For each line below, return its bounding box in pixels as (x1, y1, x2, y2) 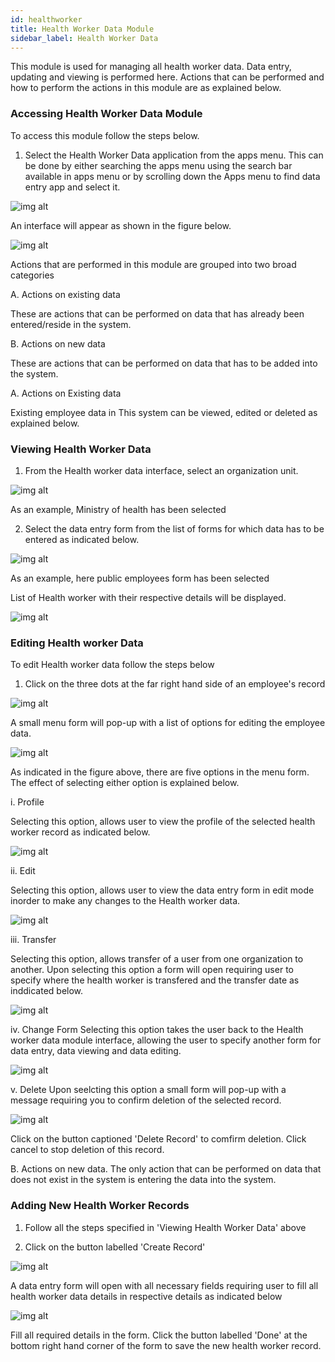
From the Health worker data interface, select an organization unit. (24, 464, 299, 476)
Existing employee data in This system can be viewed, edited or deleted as (10, 406, 318, 418)
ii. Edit (10, 865, 36, 877)
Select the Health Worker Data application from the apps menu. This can (24, 149, 324, 161)
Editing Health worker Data (10, 636, 144, 650)
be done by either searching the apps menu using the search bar (24, 159, 293, 171)
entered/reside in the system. (10, 318, 132, 330)
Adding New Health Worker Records (10, 1199, 190, 1213)
